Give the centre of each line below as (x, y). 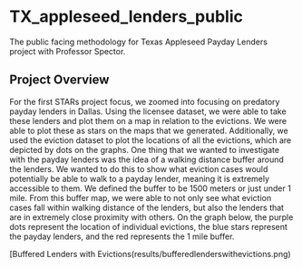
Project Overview (59, 80)
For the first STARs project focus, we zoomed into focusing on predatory (145, 101)
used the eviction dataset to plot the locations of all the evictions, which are (151, 140)
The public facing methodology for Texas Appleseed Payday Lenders (138, 42)
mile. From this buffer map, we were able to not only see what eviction (141, 197)
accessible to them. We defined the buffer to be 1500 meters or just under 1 (151, 188)
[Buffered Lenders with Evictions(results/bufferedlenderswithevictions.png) (151, 254)
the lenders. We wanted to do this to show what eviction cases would (139, 168)
